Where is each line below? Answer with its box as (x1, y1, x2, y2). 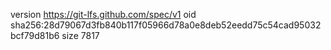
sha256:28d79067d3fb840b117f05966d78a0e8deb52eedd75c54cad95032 (10, 19, 322, 31)
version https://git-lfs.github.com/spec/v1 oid (10, 9, 197, 20)
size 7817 (61, 30, 100, 41)
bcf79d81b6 (10, 30, 60, 41)
